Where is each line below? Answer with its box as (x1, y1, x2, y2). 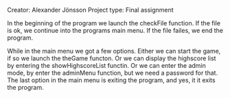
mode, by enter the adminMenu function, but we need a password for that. (7, 69, 218, 77)
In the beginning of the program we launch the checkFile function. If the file (7, 19, 221, 27)
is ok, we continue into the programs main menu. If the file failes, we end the (7, 27, 224, 34)
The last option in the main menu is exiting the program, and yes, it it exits (7, 76, 216, 84)
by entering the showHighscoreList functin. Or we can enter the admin (7, 62, 206, 69)
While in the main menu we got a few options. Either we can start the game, (7, 47, 221, 55)
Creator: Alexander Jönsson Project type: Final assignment (7, 6, 174, 14)
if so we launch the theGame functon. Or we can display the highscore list (7, 54, 216, 62)
